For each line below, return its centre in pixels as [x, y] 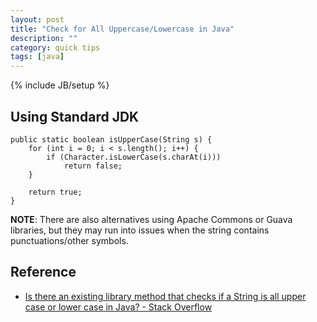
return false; [93, 166]
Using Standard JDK [75, 116]
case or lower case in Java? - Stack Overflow [118, 307]
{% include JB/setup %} [60, 85]
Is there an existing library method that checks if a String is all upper [165, 296]
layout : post [37, 19]
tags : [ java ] [37, 57]
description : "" [44, 38]
